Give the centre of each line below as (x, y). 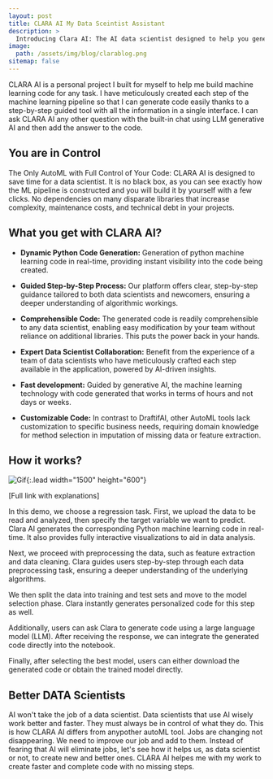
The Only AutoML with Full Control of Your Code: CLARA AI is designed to (132, 172)
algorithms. (27, 579)
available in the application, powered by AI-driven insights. (118, 369)
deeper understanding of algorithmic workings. (99, 302)
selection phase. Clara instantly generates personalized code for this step (132, 603)
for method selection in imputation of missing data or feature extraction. (141, 435)
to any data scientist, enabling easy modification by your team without (138, 327)
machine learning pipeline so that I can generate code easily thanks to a (129, 102)
